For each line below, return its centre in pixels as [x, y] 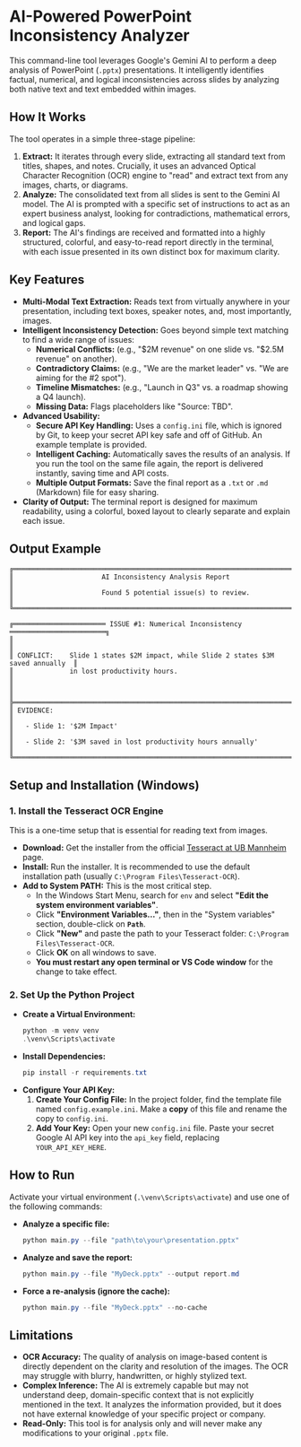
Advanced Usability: [61, 415]
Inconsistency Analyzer [99, 35]
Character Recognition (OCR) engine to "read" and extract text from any [155, 175]
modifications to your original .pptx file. [95, 1434]
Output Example [55, 549]
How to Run [42, 1176]
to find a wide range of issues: [78, 339]
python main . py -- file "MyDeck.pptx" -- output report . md [131, 1274]
